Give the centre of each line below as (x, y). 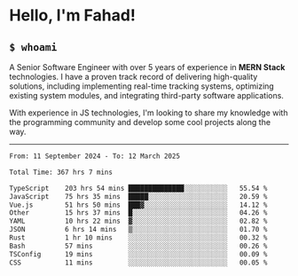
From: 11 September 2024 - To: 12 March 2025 (94, 156)
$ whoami (33, 47)
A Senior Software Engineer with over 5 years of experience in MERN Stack (147, 67)
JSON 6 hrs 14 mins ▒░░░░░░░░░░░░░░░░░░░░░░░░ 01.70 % (138, 230)
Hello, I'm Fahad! (72, 16)
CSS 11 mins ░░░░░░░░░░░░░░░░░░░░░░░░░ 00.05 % (138, 263)
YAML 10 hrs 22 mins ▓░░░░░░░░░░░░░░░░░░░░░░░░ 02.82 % (138, 221)
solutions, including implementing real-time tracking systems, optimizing (142, 86)
